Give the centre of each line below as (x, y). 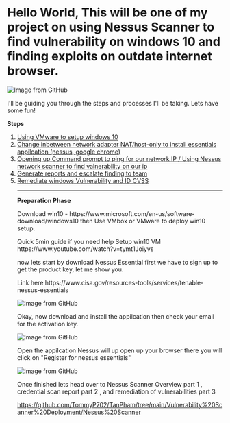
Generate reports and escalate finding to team (82, 173)
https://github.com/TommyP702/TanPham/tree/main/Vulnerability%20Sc (120, 404)
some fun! (21, 110)
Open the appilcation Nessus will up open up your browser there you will (119, 350)
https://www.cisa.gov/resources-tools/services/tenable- (124, 282)
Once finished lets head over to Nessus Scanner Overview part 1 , (110, 384)
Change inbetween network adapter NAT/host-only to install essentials (117, 144)
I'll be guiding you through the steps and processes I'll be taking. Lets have (113, 103)
